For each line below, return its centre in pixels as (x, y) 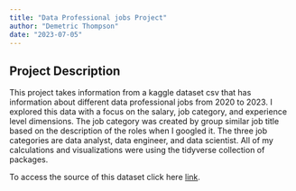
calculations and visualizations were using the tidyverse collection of (137, 150)
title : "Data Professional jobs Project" (88, 18)
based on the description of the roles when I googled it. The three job (139, 131)
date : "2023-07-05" (46, 34)
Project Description (65, 71)
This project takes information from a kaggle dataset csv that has (130, 93)
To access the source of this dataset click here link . (105, 177)
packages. (29, 159)
